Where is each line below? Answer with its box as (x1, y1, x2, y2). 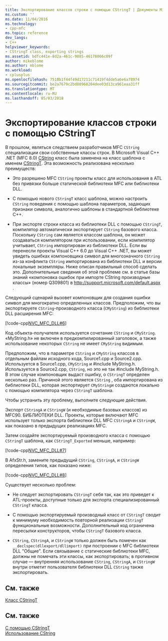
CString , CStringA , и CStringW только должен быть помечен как (12, 537, 146, 543)
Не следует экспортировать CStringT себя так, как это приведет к (12, 491, 154, 497)
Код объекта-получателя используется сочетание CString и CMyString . (5, 330, 156, 336)
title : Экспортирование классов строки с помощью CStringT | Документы (5, 7, 157, 12)
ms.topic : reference (5, 30, 48, 35)
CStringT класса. (12, 502, 48, 508)
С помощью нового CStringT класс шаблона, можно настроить (12, 195, 147, 201)
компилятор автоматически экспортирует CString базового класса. (12, 226, 158, 232)
